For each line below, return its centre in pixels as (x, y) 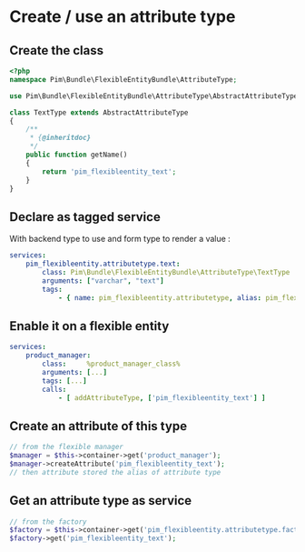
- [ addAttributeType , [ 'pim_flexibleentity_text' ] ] (162, 397)
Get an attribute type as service (101, 501)
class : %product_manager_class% (111, 364)
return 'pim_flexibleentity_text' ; (109, 171)
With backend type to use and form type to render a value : (120, 239)
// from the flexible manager (67, 447)
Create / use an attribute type (123, 17)
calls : (54, 389)
